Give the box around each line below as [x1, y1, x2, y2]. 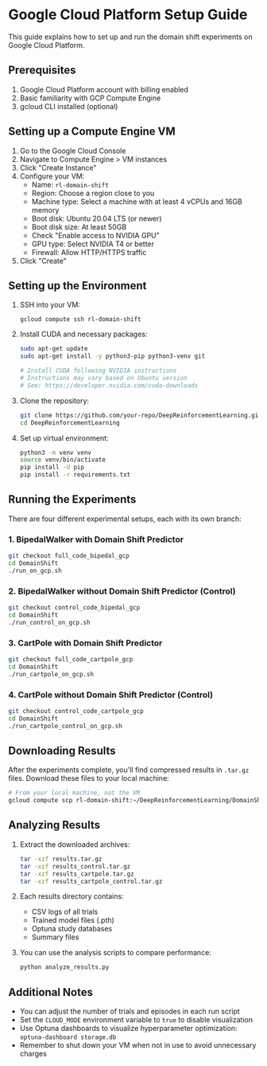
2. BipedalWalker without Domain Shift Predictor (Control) [8, 586, 236, 597]
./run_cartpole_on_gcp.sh [8, 670, 94, 678]
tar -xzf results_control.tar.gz [19, 862, 131, 870]
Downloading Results [8, 743, 117, 758]
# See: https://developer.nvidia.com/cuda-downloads [19, 381, 199, 390]
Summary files [31, 932, 79, 942]
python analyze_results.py [19, 963, 110, 971]
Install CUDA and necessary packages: [19, 329, 148, 339]
